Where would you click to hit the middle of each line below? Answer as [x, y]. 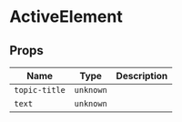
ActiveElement [66, 17]
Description [142, 76]
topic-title [40, 90]
